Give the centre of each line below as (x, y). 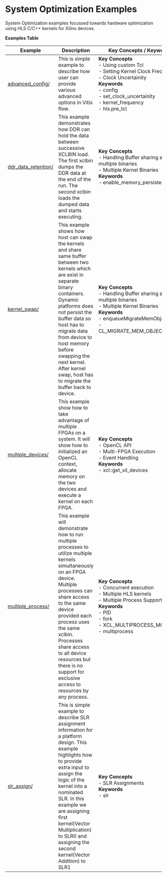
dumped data (74, 204)
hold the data (74, 135)
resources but (74, 659)
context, (68, 464)
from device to (75, 337)
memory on (72, 476)
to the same (72, 603)
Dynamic (68, 300)
